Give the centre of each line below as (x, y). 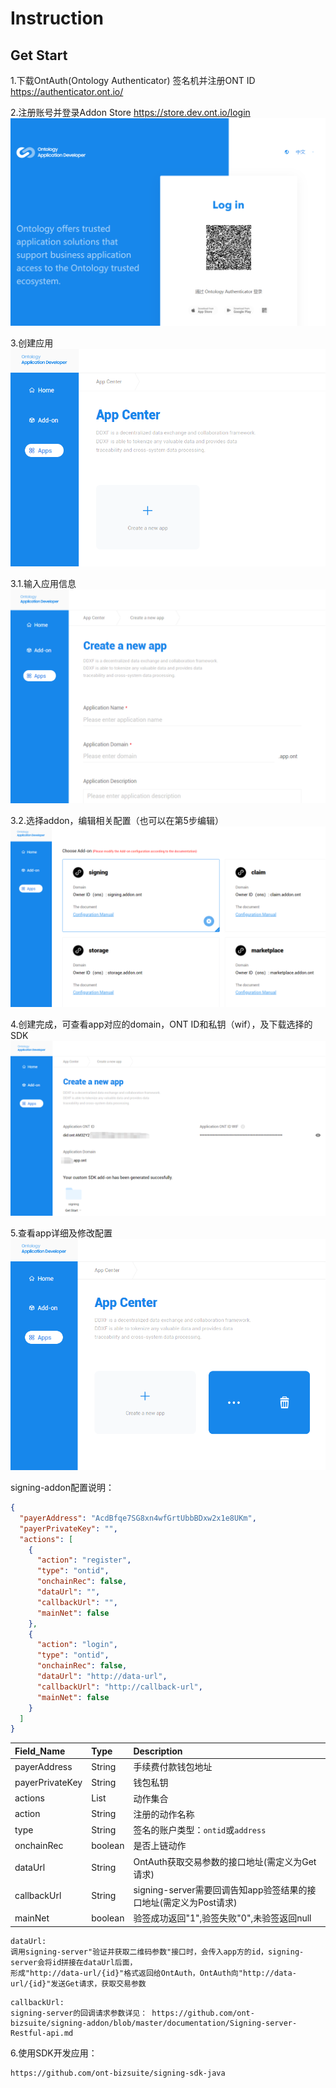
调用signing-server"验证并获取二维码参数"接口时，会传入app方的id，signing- (157, 1952)
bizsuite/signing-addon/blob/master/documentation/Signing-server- (154, 2023)
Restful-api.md (42, 2033)
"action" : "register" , (84, 1560)
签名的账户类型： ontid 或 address (200, 1830)
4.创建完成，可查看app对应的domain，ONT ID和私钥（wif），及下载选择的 (161, 1024)
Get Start (39, 55)
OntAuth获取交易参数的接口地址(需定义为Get (225, 1861)
